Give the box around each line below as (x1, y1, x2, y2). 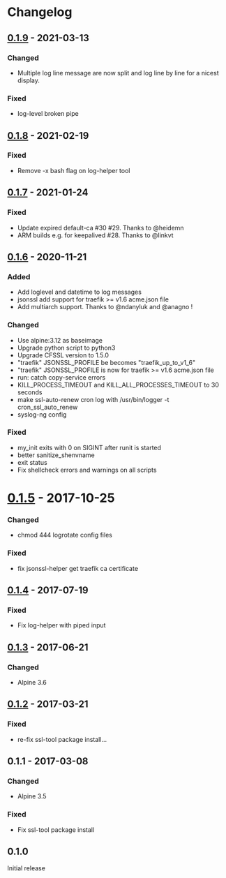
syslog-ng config (17, 410, 67, 419)
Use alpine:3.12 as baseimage (17, 336, 103, 344)
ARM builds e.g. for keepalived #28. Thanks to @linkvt (17, 231, 174, 239)
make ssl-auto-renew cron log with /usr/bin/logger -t (17, 395, 169, 403)
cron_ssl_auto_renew (17, 403, 78, 411)
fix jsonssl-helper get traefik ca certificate (17, 564, 138, 572)
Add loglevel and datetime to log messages (17, 288, 142, 297)
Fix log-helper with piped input (17, 621, 106, 630)
